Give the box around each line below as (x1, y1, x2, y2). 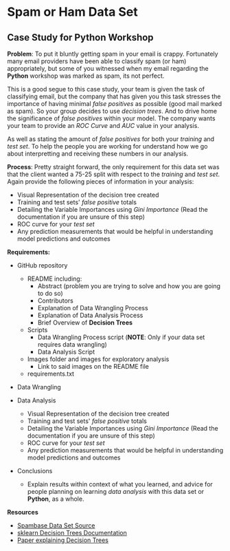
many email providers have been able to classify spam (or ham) (7, 57, 187, 65)
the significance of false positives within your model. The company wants (7, 114, 216, 122)
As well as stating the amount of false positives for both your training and (7, 135, 215, 143)
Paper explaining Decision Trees (16, 536, 108, 544)
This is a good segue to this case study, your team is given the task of (7, 85, 205, 93)
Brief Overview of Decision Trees (37, 318, 133, 327)
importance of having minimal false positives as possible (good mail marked (7, 100, 222, 107)
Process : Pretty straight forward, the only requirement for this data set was (7, 163, 220, 171)
